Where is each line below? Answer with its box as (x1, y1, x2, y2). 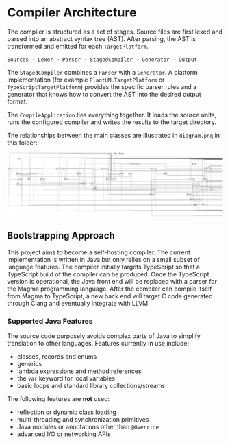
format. (7, 97, 28, 106)
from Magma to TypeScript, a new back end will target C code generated (7, 291, 214, 300)
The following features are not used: (7, 395, 110, 403)
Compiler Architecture (7, 5, 137, 21)
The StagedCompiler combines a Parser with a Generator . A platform (7, 68, 199, 76)
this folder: (7, 139, 38, 147)
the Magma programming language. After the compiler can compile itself (7, 285, 212, 293)
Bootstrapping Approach (7, 230, 115, 241)
